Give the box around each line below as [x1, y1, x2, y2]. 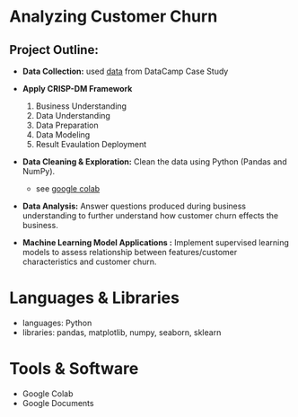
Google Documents [22, 397, 94, 408]
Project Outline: [9, 42, 99, 58]
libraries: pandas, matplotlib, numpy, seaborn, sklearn [22, 326, 222, 338]
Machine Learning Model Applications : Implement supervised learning [22, 237, 290, 248]
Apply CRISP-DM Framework [22, 84, 133, 93]
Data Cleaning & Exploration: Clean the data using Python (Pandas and [22, 156, 287, 167]
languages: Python [22, 317, 92, 328]
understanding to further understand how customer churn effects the [22, 210, 279, 221]
